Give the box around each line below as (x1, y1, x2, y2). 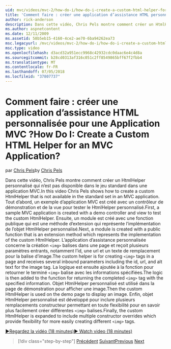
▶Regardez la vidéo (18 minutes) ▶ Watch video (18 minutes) (5, 328, 133, 334)
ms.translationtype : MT (5, 60, 56, 65)
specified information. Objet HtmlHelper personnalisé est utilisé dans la (5, 280, 155, 286)
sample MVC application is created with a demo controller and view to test (5, 210, 161, 216)
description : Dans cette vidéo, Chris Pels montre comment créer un (5, 21, 154, 27)
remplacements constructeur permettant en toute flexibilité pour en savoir (5, 302, 160, 308)
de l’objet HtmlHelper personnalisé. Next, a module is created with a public (5, 226, 161, 232)
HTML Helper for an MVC (5, 139, 113, 151)
